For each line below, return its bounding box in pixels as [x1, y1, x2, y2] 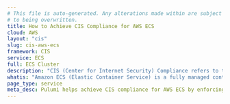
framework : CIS [7, 49, 51, 55]
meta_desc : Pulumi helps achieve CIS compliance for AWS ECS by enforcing [7, 86, 225, 93]
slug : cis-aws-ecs [7, 42, 60, 49]
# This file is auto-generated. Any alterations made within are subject [7, 10, 222, 17]
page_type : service [7, 80, 63, 87]
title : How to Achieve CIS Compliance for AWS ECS [7, 23, 155, 29]
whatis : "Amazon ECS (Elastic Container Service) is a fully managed [7, 73, 210, 81]
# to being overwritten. [7, 16, 78, 23]
